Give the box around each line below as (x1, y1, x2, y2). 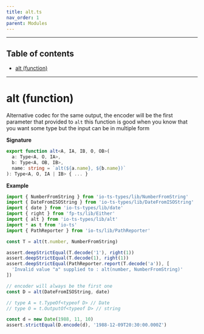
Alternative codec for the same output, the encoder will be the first (6, 112, 173, 119)
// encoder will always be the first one (6, 283, 113, 289)
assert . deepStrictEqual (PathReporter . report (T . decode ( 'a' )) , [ (6, 261, 170, 267)
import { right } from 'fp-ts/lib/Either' (6, 210, 115, 217)
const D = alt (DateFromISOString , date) (6, 288, 110, 295)
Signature (6, 136, 32, 144)
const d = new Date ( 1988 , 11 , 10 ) (6, 316, 94, 322)
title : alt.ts (6, 9, 42, 15)
